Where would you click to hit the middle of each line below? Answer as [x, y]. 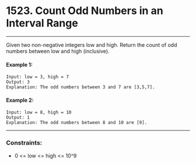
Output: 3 [18, 82]
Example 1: [20, 64]
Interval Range [42, 23]
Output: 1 [18, 118]
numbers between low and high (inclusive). [58, 51]
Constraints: [24, 143]
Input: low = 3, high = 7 [37, 77]
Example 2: [20, 100]
